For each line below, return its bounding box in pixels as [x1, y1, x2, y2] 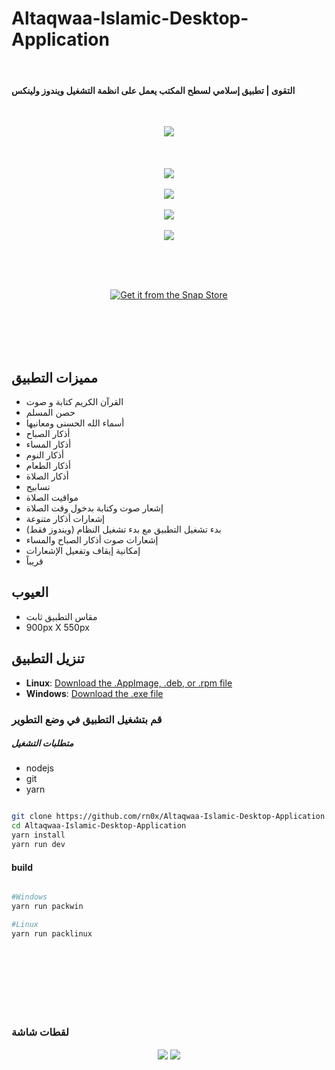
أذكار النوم [25, 448, 64, 461]
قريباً [25, 555, 44, 567]
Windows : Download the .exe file [25, 687, 164, 699]
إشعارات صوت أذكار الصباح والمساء [25, 533, 159, 546]
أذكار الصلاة [25, 470, 69, 482]
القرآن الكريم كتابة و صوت [25, 395, 124, 407]
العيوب [11, 584, 49, 601]
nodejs [25, 762, 54, 774]
